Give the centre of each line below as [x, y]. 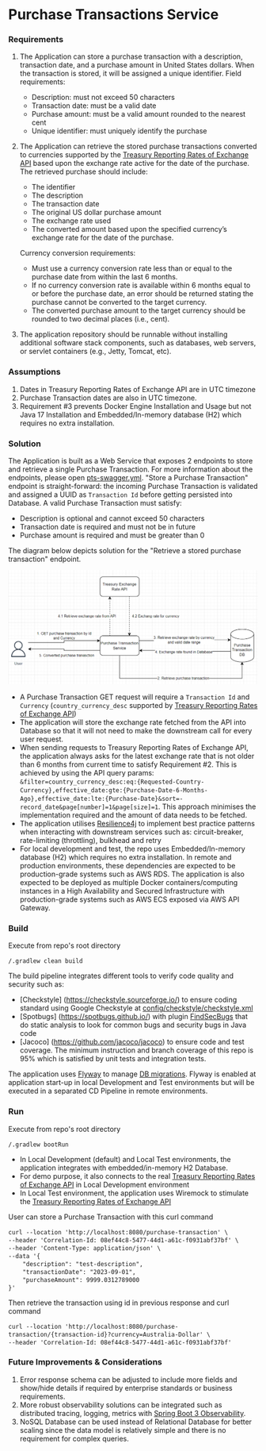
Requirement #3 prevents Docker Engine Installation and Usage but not [135, 406]
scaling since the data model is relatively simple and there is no [123, 1430]
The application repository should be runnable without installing [123, 334]
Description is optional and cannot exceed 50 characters [112, 518]
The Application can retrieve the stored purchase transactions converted [138, 146]
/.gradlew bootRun [38, 1145]
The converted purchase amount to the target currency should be [139, 310]
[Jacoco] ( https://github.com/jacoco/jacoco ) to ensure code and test [132, 1042]
